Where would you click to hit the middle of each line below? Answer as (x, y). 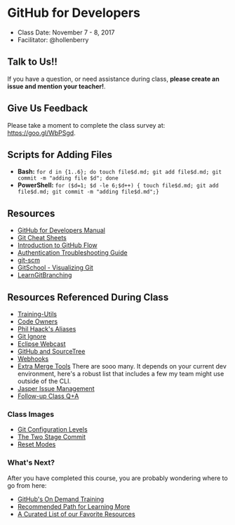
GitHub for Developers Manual (61, 230)
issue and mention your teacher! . (57, 86)
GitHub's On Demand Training (61, 499)
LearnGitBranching (45, 275)
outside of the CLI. (44, 381)
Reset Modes (36, 444)
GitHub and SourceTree (51, 351)
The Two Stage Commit (52, 437)
